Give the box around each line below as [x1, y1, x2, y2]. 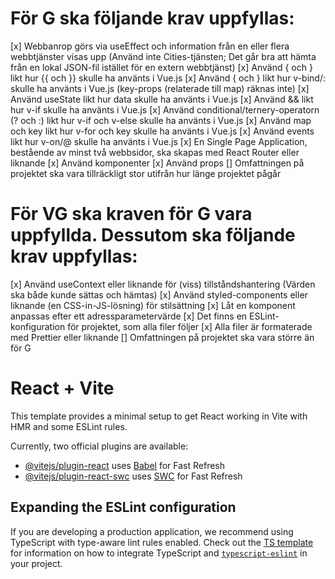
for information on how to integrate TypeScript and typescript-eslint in [10, 547, 308, 559]
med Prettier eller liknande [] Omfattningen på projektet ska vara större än [10, 331, 315, 343]
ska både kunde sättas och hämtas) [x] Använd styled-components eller [10, 288, 308, 301]
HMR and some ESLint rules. [10, 420, 128, 432]
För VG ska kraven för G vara [10, 203, 253, 226]
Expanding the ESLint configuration [10, 499, 237, 516]
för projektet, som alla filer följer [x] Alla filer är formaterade [67, 320, 313, 332]
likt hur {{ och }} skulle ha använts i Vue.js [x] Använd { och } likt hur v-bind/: [10, 72, 326, 84]
